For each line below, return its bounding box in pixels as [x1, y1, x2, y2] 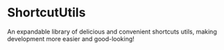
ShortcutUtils [7, 5, 86, 21]
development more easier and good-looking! [7, 34, 135, 42]
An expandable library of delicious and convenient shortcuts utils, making [7, 27, 217, 36]
